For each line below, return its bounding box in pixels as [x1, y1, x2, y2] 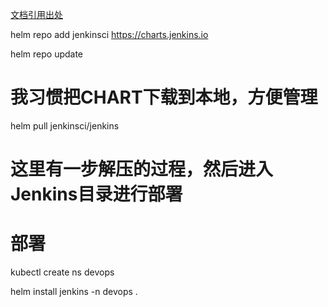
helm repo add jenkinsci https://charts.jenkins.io [10, 29, 209, 40]
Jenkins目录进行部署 [10, 183, 183, 206]
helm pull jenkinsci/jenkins [10, 119, 120, 132]
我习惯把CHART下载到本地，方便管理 [10, 86, 318, 109]
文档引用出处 [10, 9, 63, 20]
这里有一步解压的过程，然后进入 [10, 158, 274, 181]
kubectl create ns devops [10, 266, 115, 278]
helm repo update [10, 48, 84, 60]
